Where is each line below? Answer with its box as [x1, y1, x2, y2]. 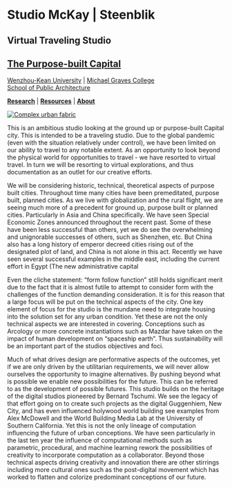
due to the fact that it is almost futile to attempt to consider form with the [7, 283, 214, 291]
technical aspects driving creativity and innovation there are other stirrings [7, 458, 220, 467]
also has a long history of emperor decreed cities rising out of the [7, 240, 193, 248]
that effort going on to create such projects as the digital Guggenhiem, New [7, 399, 222, 408]
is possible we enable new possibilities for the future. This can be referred [7, 377, 218, 386]
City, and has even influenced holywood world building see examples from [7, 407, 220, 415]
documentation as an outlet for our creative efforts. [7, 168, 153, 177]
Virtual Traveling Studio [7, 35, 112, 46]
